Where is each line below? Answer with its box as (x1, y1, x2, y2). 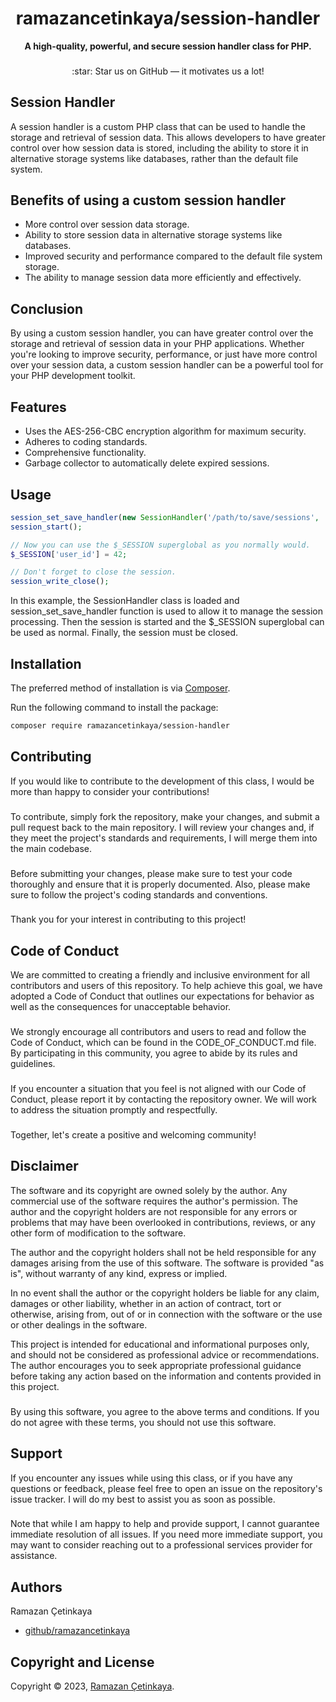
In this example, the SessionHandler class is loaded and (10, 595, 240, 607)
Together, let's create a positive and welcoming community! (10, 1129, 257, 1141)
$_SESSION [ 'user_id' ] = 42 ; (10, 549, 128, 559)
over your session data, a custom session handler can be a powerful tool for (10, 359, 324, 371)
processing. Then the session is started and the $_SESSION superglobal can (10, 616, 325, 628)
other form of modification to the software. (10, 1227, 187, 1239)
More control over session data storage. (24, 218, 190, 231)
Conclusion (10, 300, 84, 317)
